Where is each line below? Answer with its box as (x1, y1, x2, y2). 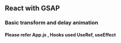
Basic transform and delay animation (5, 19, 98, 26)
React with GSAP (5, 4, 60, 13)
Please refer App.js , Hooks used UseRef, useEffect (5, 31, 116, 37)
